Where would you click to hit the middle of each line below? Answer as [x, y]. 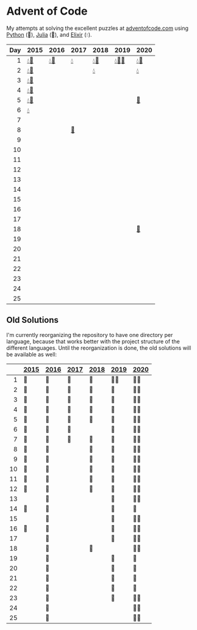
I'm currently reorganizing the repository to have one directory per [90, 335]
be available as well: [32, 354]
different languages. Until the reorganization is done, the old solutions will [99, 348]
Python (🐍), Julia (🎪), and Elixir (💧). [49, 34]
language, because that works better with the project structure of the [93, 341]
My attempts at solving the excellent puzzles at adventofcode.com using [98, 28]
